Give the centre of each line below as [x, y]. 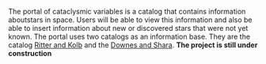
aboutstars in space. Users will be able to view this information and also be [130, 20]
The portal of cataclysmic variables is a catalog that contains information [127, 11]
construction [30, 53]
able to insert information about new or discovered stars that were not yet [128, 28]
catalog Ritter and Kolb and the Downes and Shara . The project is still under [133, 45]
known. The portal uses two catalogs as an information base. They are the [129, 36]
